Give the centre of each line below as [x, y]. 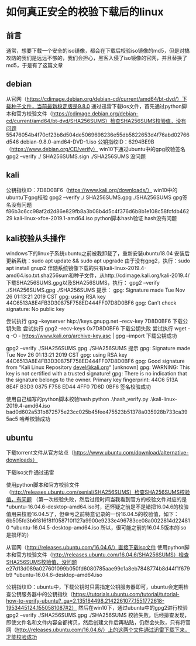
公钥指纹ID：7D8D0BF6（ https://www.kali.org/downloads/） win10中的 [92, 190]
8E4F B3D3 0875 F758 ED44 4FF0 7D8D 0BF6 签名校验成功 [78, 387]
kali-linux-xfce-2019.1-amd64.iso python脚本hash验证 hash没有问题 [95, 218]
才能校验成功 [21, 637]
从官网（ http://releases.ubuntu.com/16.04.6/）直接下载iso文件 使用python [95, 548]
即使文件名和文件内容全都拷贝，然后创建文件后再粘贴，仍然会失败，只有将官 [98, 623]
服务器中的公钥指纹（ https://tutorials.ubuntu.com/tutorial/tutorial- [100, 594]
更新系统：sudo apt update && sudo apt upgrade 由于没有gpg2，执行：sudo [98, 261]
